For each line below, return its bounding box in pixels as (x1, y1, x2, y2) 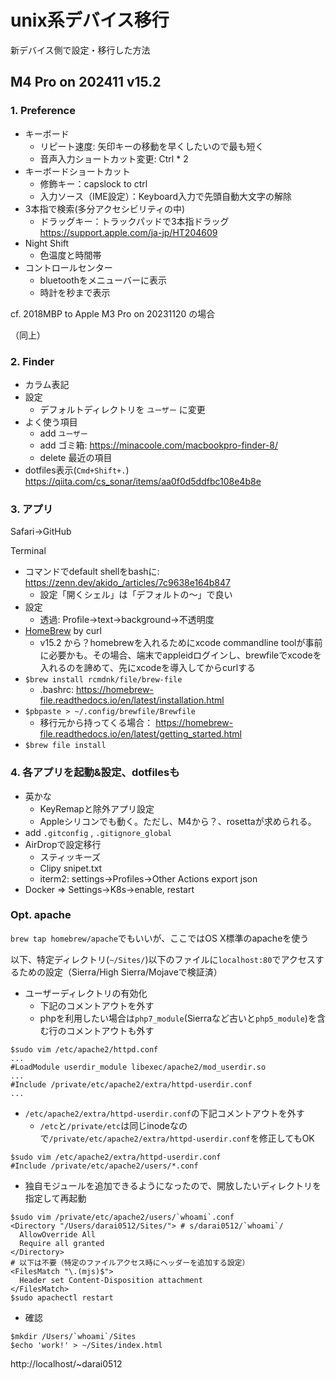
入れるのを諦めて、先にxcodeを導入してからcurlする (39, 662, 257, 674)
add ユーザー (39, 427, 88, 439)
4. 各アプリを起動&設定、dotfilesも (10, 766, 180, 780)
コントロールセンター (24, 261, 113, 273)
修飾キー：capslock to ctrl (39, 177, 148, 190)
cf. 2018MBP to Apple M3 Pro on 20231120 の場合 (10, 307, 216, 320)
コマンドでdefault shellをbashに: (24, 566, 160, 578)
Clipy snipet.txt (39, 862, 103, 874)
